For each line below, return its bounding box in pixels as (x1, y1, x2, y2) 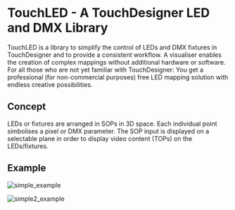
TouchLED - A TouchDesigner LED (7, 5, 210, 21)
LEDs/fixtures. (7, 142, 49, 150)
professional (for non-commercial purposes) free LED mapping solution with (7, 72, 229, 81)
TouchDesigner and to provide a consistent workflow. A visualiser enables (7, 51, 222, 59)
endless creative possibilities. (7, 80, 93, 88)
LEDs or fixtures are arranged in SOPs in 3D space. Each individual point (7, 119, 217, 128)
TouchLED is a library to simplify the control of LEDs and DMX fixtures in (7, 43, 217, 51)
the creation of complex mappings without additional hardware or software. (7, 58, 226, 66)
